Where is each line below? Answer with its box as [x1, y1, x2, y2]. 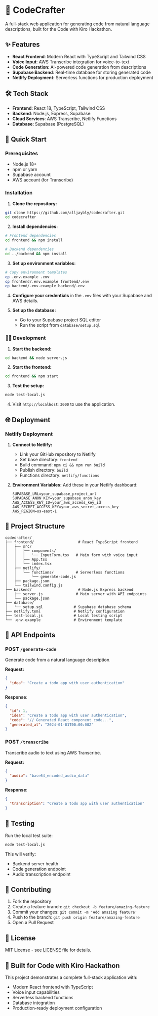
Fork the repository [12, 898, 52, 904]
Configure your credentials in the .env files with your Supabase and [12, 293, 152, 299]
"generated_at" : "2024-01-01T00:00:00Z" [9, 722, 94, 727]
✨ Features [5, 41, 40, 49]
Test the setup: [12, 383, 44, 389]
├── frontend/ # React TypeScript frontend [5, 539, 138, 544]
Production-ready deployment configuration [12, 1005, 102, 1011]
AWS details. [12, 298, 39, 304]
